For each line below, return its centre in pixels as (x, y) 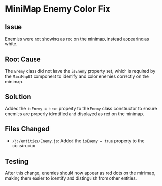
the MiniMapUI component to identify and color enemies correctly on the (77, 76)
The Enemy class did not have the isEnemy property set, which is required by (80, 71)
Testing (17, 161)
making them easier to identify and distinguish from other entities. (71, 178)
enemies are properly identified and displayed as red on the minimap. (75, 114)
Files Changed (27, 129)
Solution (18, 97)
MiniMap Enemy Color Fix (58, 9)
